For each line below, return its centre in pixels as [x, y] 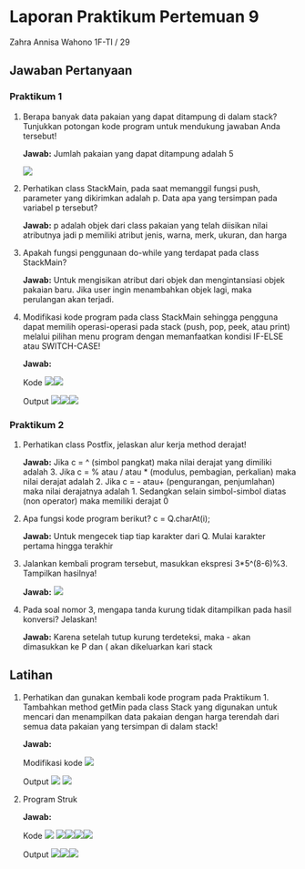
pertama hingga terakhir [68, 546]
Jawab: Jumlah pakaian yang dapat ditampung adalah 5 [128, 153]
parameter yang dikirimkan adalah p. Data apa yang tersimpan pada [150, 198]
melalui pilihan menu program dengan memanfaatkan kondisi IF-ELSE [153, 336]
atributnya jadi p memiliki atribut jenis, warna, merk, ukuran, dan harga [155, 235]
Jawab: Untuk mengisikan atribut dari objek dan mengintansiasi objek [153, 280]
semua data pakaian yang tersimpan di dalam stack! [120, 726]
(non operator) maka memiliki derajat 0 [96, 501]
